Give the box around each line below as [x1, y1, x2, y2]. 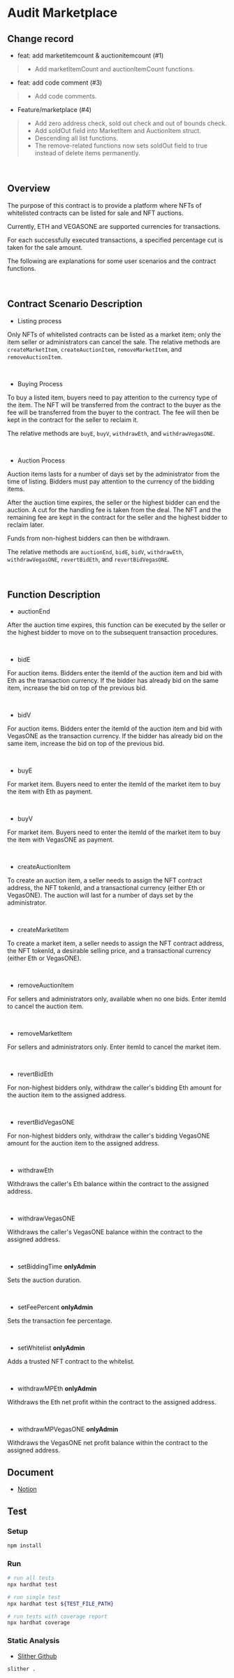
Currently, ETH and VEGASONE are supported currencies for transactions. [7, 222, 221, 230]
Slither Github [17, 1651, 57, 1660]
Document [7, 1466, 54, 1478]
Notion [17, 1485, 37, 1493]
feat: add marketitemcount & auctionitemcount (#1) [17, 51, 164, 59]
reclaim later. [7, 520, 45, 529]
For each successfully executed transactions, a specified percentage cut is [7, 236, 224, 244]
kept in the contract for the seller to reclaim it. [7, 415, 138, 424]
